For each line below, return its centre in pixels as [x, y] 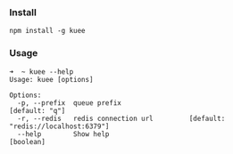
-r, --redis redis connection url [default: [121, 118]
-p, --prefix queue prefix [70, 103]
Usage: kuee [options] [51, 79]
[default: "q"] [37, 110]
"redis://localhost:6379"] [59, 126]
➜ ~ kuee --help [42, 72]
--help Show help [63, 134]
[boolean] [28, 142]
